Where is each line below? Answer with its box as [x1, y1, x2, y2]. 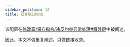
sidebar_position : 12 [5, 7, 50, 12]
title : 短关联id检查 [5, 12, 43, 17]
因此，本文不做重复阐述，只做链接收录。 [5, 37, 87, 43]
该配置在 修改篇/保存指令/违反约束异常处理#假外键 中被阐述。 [5, 26, 128, 32]
